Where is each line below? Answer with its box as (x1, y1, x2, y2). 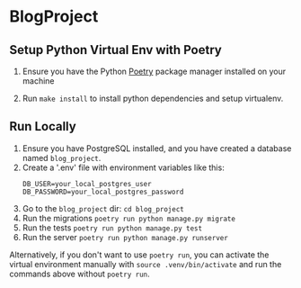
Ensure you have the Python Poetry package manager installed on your (22, 66, 287, 76)
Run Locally (9, 119, 76, 134)
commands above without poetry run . (9, 268, 150, 279)
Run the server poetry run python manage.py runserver (22, 231, 229, 242)
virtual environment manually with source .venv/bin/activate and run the (9, 258, 282, 269)
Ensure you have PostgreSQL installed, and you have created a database (22, 142, 292, 154)
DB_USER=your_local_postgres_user (22, 179, 152, 188)
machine (22, 76, 56, 86)
